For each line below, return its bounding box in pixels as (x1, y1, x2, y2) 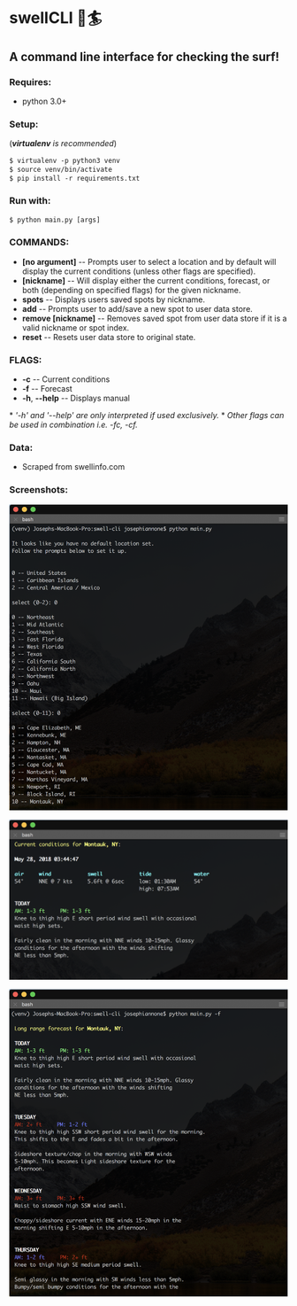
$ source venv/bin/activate (9, 166, 113, 175)
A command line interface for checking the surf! (9, 49, 280, 64)
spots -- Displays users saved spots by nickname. (21, 294, 206, 305)
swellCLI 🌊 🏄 (9, 8, 103, 28)
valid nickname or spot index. (21, 322, 130, 333)
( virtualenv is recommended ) (9, 138, 118, 149)
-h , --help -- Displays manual (21, 393, 131, 404)
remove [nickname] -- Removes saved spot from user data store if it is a (21, 313, 287, 323)
